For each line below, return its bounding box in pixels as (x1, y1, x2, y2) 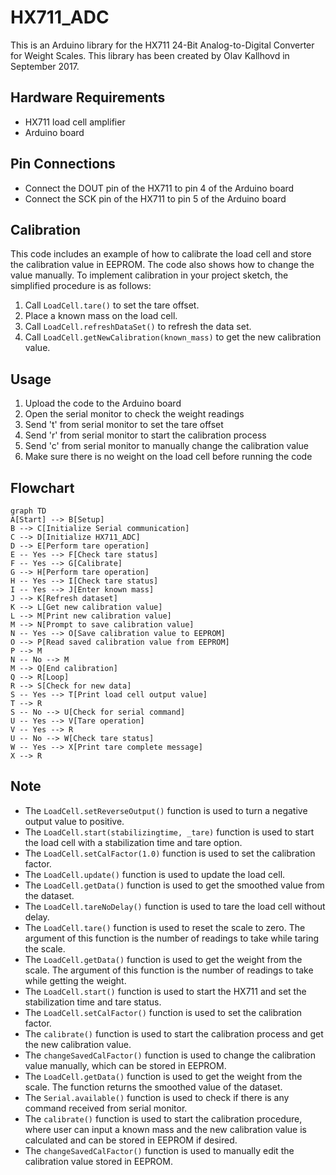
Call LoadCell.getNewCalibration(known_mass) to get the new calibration (24, 331, 322, 343)
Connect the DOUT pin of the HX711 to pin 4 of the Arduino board (24, 182, 295, 194)
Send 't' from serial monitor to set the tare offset (24, 419, 224, 431)
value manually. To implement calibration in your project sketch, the (10, 269, 289, 281)
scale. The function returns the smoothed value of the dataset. (24, 1081, 283, 1093)
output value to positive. (24, 815, 125, 827)
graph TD (10, 506, 47, 516)
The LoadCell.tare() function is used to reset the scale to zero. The (24, 921, 306, 933)
